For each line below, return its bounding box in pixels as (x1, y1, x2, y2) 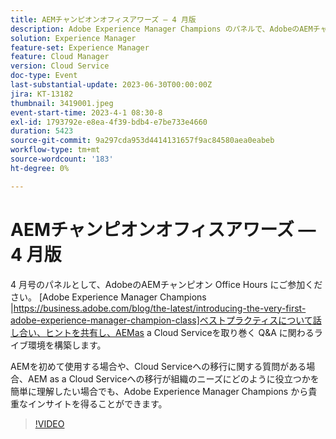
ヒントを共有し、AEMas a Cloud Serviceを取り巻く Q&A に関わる (44, 326, 315, 338)
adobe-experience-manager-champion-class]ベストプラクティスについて (10, 314, 313, 326)
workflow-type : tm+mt (10, 145, 101, 155)
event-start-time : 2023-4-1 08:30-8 (10, 107, 163, 118)
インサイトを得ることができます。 (27, 397, 168, 410)
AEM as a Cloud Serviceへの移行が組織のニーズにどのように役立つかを (27, 372, 320, 385)
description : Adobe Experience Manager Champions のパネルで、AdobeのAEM (10, 24, 313, 34)
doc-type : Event (10, 71, 78, 81)
